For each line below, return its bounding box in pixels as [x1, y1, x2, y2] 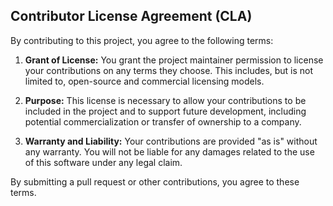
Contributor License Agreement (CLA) [10, 8, 253, 25]
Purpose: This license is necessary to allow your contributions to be [24, 94, 307, 106]
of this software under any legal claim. [24, 156, 183, 168]
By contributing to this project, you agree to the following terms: [10, 34, 274, 46]
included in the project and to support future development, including [24, 105, 307, 117]
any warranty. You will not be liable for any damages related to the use [24, 145, 315, 158]
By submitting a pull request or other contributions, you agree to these [10, 175, 300, 188]
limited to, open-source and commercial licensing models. [24, 75, 265, 87]
